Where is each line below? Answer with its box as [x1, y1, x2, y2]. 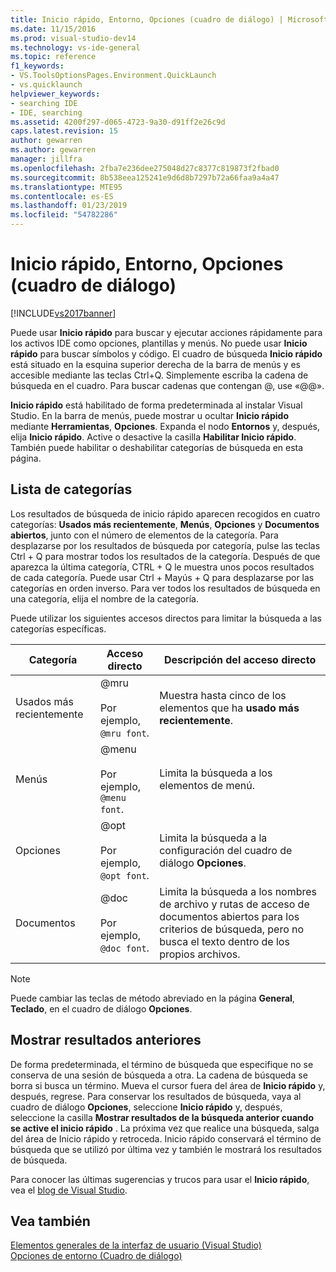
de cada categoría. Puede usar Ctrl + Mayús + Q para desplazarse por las [10, 571, 315, 583]
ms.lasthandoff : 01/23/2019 [10, 201, 128, 211]
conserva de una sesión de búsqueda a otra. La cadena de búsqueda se [10, 1069, 308, 1081]
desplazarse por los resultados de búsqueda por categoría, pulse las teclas [10, 539, 321, 551]
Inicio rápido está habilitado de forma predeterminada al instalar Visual [10, 399, 303, 411]
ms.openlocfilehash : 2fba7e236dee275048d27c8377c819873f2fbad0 [10, 163, 280, 173]
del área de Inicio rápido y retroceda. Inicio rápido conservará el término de [10, 1132, 322, 1145]
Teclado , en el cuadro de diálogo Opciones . [10, 1002, 193, 1015]
